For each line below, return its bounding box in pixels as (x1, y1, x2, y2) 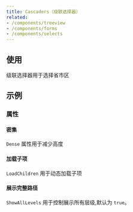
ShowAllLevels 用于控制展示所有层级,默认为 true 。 (6, 198, 130, 206)
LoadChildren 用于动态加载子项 (6, 170, 82, 177)
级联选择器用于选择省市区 (6, 71, 69, 78)
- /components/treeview (6, 20, 66, 26)
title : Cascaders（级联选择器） (6, 8, 81, 15)
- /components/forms (6, 25, 58, 32)
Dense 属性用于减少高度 (6, 140, 64, 148)
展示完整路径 (6, 185, 38, 192)
